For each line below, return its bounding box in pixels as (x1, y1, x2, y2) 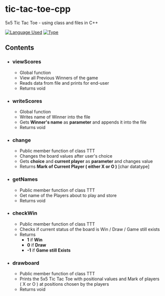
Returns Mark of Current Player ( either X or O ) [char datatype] (19, 164, 150, 169)
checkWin (12, 210, 38, 217)
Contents (5, 43, 34, 52)
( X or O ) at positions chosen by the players (19, 281, 109, 287)
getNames (12, 176, 38, 183)
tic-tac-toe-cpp (5, 3, 71, 15)
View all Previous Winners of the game (19, 75, 99, 81)
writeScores (12, 98, 42, 104)
